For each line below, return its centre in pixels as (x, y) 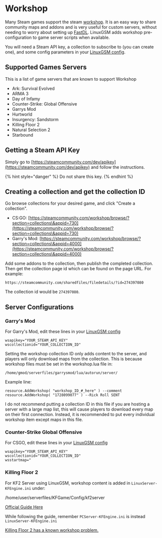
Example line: (18, 382)
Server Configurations (39, 307)
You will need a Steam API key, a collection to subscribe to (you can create (79, 47)
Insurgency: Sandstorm (35, 119)
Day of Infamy (26, 99)
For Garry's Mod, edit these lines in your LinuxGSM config (63, 331)
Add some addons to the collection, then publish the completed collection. (79, 263)
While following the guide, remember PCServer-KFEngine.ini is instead (75, 516)
